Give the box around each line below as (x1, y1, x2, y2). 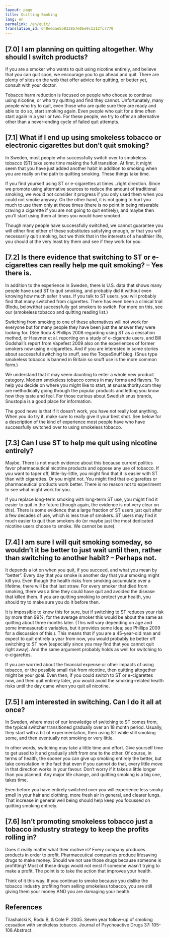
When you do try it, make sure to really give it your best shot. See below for (5, 413, 162, 419)
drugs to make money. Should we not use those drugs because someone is (5, 857, 161, 863)
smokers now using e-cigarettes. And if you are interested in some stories (5, 345, 158, 352)
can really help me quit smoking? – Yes (39, 261, 163, 270)
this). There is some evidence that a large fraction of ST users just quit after (5, 507, 162, 513)
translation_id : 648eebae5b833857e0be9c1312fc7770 (5, 26, 114, 31)
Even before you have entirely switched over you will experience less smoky (5, 787, 163, 792)
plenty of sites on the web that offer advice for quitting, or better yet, (5, 77, 148, 83)
